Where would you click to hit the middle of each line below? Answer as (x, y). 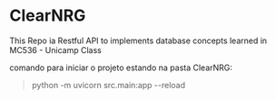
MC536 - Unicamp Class (55, 49)
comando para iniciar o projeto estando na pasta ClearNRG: (121, 67)
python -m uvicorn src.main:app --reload (108, 85)
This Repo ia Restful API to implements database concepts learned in (138, 40)
